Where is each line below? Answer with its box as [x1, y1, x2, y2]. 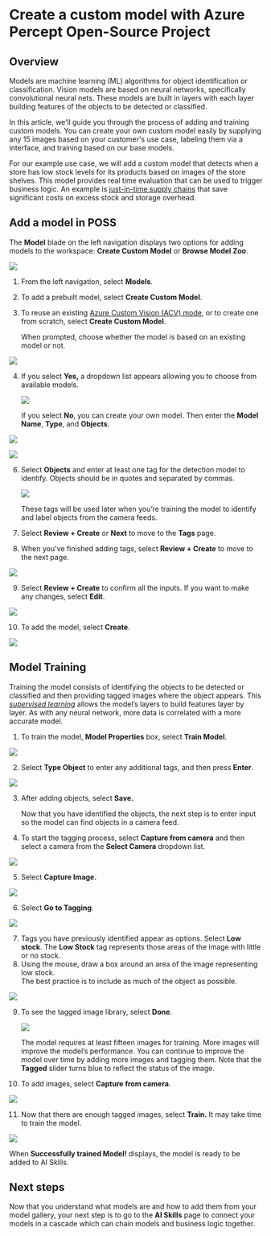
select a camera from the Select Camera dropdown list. [20, 841, 206, 851]
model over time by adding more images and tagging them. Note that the [20, 1054, 262, 1064]
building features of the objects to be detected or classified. [9, 102, 207, 111]
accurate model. [9, 716, 64, 726]
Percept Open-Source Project [9, 23, 211, 41]
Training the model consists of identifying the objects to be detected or [9, 682, 244, 691]
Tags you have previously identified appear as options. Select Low [20, 933, 242, 943]
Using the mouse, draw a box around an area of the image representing [20, 959, 258, 969]
